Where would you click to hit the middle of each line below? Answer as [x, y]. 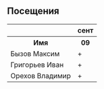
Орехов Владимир [41, 75]
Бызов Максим [35, 54]
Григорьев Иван [37, 65]
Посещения [33, 11]
